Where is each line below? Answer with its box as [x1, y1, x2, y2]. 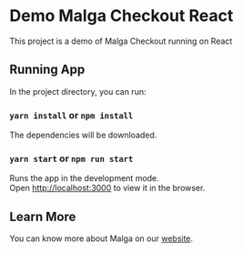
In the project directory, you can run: [9, 86, 147, 96]
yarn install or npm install [9, 108, 134, 121]
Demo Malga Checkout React [9, 5, 234, 26]
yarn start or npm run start [9, 152, 134, 165]
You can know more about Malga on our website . [9, 233, 194, 244]
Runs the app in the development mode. [9, 173, 159, 184]
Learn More [9, 208, 76, 224]
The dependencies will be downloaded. [9, 129, 157, 141]
